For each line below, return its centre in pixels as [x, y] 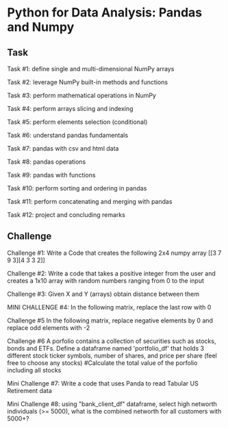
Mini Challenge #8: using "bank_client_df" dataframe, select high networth [112, 404]
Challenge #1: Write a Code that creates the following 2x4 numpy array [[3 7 [114, 253]
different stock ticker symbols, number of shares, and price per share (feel [112, 355]
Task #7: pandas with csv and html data [63, 148]
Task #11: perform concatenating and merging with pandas [90, 201]
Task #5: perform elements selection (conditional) [77, 122]
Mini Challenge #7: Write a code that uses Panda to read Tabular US [103, 383]
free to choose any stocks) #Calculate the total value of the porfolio [102, 363]
